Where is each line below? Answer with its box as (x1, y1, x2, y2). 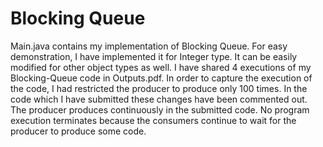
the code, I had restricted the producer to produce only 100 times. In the (10, 82, 308, 94)
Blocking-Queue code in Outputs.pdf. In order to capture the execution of (10, 72, 313, 84)
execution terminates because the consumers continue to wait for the (10, 114, 297, 126)
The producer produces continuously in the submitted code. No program (10, 103, 310, 116)
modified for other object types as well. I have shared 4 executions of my (10, 61, 312, 73)
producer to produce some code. (10, 125, 147, 137)
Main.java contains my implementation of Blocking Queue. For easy (10, 40, 288, 52)
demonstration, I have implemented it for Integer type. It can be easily (10, 50, 298, 62)
